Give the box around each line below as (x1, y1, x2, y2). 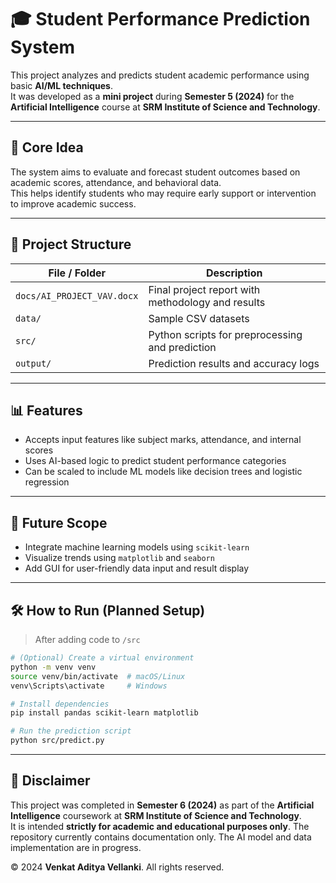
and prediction (148, 340, 217, 354)
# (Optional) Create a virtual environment (10, 653, 195, 663)
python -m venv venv (10, 662, 97, 672)
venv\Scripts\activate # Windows (10, 681, 168, 691)
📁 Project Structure (10, 236, 132, 253)
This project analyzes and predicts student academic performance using (10, 69, 310, 81)
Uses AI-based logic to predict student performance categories (24, 455, 287, 467)
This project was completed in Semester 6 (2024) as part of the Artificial (10, 799, 315, 811)
